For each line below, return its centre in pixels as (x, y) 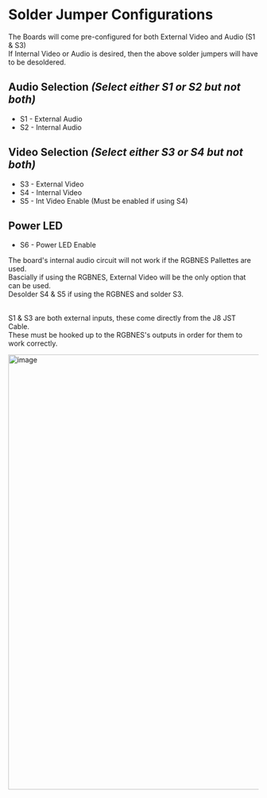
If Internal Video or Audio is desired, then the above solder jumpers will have (133, 53)
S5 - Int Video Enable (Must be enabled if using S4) (104, 201)
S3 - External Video (52, 184)
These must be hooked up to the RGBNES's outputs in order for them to (126, 335)
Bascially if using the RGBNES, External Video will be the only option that (127, 277)
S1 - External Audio (51, 119)
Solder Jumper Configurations (110, 15)
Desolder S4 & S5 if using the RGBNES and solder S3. (96, 294)
